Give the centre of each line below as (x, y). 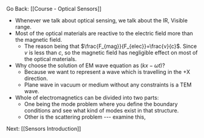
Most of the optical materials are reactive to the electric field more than (104, 33)
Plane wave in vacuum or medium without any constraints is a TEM (108, 85)
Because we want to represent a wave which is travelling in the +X (107, 72)
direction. (36, 78)
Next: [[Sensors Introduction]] (44, 129)
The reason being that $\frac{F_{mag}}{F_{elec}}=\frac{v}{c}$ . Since (110, 46)
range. (23, 27)
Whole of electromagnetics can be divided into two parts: (87, 97)
